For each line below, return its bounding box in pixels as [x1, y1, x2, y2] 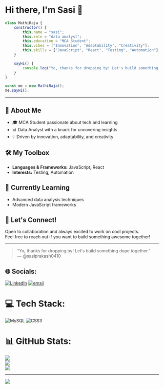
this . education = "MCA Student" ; [22, 39, 91, 43]
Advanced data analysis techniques [12, 196, 84, 202]
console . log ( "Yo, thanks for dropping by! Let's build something [22, 65, 159, 70]
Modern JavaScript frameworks [12, 202, 77, 207]
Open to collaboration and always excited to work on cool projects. [5, 229, 140, 235]
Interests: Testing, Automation [12, 169, 74, 175]
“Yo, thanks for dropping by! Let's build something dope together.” [17, 248, 151, 254]
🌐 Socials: [5, 267, 37, 275]
